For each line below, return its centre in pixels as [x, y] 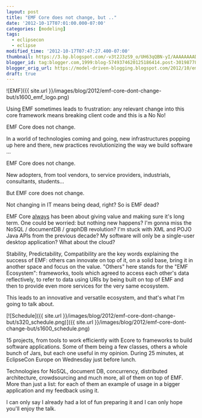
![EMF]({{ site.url [27, 91]
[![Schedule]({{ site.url [34, 316]
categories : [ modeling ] [36, 29]
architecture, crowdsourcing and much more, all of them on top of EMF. [95, 378]
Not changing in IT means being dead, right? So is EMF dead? [83, 205]
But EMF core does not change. [45, 193]
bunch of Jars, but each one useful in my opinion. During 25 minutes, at [95, 353]
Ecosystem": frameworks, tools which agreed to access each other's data [98, 273]
